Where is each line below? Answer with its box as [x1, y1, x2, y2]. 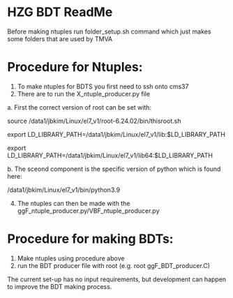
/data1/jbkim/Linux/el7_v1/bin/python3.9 [7, 186, 121, 194]
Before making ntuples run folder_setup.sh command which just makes [7, 27, 211, 36]
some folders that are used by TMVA [7, 34, 113, 43]
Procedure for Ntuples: [7, 59, 143, 75]
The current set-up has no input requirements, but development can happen [7, 275, 227, 283]
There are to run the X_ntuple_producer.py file [17, 89, 151, 98]
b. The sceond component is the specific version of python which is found [7, 165, 221, 173]
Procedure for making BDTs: [7, 231, 174, 247]
